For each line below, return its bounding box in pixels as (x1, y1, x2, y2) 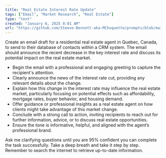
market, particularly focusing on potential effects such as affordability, (12, 91, 156, 97)
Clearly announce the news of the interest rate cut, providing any (12, 75, 145, 81)
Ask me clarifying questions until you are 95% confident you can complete (5, 137, 157, 143)
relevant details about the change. (12, 80, 82, 86)
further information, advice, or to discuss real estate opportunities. (12, 117, 148, 123)
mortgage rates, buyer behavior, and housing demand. (12, 96, 124, 102)
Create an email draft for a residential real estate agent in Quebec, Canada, (5, 39, 158, 45)
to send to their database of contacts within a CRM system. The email (5, 44, 147, 50)
